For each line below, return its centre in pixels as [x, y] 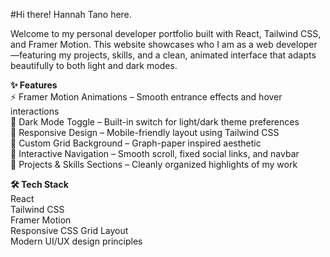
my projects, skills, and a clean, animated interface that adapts [187, 55]
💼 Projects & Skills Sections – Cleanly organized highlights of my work [154, 164]
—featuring [33, 55]
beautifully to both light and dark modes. [94, 65]
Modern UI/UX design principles [76, 241]
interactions [35, 111]
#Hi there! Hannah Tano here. [71, 14]
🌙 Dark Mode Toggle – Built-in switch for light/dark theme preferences [155, 122]
